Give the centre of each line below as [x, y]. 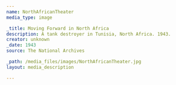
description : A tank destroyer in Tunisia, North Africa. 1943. [89, 34]
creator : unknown [28, 40]
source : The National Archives [46, 51]
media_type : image [29, 17]
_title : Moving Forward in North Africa [58, 28]
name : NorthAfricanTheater [40, 12]
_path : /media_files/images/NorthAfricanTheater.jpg [74, 61]
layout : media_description [40, 67]
